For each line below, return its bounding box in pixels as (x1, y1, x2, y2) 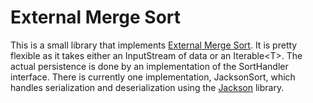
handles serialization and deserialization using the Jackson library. (10, 81, 285, 93)
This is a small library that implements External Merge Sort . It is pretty (10, 39, 298, 51)
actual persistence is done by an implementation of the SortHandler (10, 60, 289, 72)
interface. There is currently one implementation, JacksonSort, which (10, 71, 296, 83)
